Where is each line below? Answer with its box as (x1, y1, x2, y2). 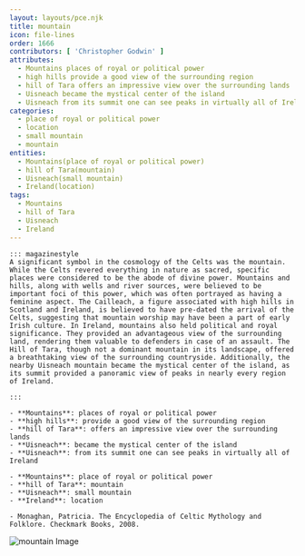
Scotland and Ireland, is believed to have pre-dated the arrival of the (9, 305, 295, 314)
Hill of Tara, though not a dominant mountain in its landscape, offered (9, 344, 295, 354)
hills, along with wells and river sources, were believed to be (9, 281, 261, 291)
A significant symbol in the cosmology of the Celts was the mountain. (9, 257, 286, 266)
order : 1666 (9, 38, 54, 48)
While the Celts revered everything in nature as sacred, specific (9, 265, 271, 274)
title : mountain (9, 22, 71, 31)
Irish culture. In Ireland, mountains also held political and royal (9, 321, 279, 330)
